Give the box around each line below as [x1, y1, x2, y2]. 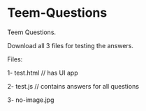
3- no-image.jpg [7, 96, 54, 104]
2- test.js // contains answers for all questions [7, 82, 140, 90]
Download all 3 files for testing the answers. [7, 41, 134, 50]
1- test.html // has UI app [7, 68, 78, 77]
